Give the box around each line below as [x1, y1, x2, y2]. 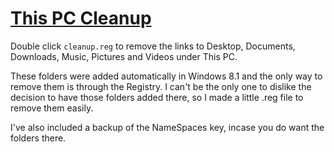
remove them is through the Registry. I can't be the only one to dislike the [10, 80, 312, 92]
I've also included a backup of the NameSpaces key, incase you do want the [10, 121, 325, 133]
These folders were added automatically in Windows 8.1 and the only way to [10, 70, 323, 82]
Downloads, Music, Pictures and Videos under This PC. [10, 50, 238, 62]
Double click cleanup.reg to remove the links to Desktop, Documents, [10, 40, 296, 52]
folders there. [10, 132, 67, 144]
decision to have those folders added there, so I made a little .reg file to [10, 91, 304, 103]
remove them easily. [10, 102, 94, 114]
